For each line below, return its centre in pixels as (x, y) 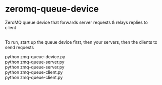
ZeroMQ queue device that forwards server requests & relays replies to (76, 22)
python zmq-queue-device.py (35, 56)
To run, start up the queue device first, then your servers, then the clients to (81, 42)
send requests (20, 47)
